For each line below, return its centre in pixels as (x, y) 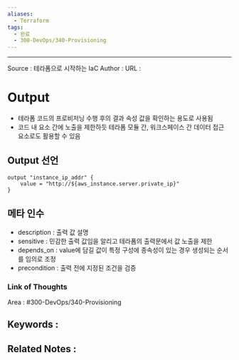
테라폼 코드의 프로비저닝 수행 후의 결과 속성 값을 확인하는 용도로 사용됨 (115, 118)
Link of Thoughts (37, 287)
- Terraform (32, 21)
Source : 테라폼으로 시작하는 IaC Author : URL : (74, 68)
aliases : (20, 14)
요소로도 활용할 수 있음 (49, 136)
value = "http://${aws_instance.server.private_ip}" (100, 184)
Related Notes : (42, 349)
